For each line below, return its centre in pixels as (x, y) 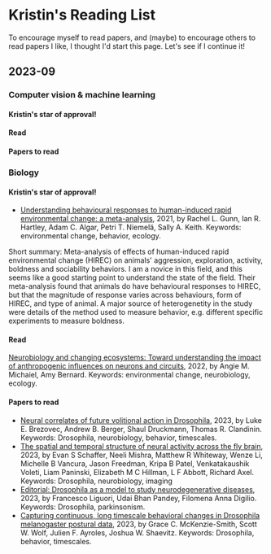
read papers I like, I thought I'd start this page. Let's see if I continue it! (127, 46)
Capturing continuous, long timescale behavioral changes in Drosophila (140, 515)
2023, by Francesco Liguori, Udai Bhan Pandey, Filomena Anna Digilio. (138, 498)
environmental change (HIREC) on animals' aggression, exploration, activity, (135, 260)
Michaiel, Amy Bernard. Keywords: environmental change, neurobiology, (129, 375)
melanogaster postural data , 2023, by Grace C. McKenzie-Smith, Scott (139, 524)
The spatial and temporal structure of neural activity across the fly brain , (142, 446)
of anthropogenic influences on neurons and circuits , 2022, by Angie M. (129, 366)
